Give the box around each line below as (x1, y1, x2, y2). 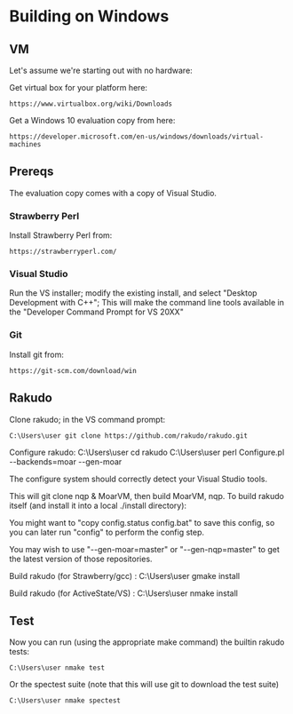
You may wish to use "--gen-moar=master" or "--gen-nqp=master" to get (9, 543, 280, 554)
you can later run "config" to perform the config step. (9, 527, 205, 537)
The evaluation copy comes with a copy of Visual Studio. (9, 187, 218, 198)
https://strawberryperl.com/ (9, 247, 117, 257)
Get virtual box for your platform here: (9, 83, 148, 92)
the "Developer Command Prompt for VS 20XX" (9, 306, 184, 317)
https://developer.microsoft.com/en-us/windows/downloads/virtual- (9, 132, 265, 141)
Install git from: (9, 349, 65, 360)
